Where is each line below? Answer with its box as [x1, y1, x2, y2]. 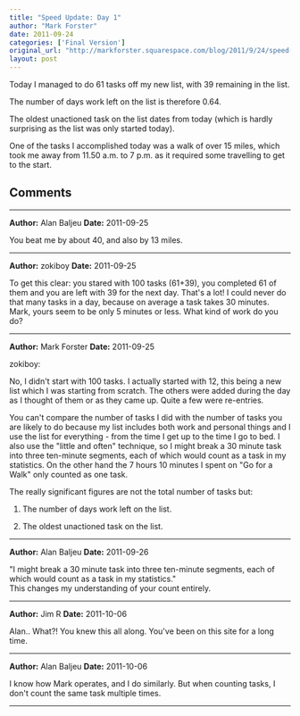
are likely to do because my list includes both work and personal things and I [9, 421, 291, 432]
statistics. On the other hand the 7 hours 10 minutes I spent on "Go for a [9, 459, 273, 470]
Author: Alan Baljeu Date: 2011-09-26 [9, 546, 149, 557]
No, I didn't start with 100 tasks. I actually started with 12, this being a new [9, 376, 282, 387]
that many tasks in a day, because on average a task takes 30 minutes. [9, 296, 270, 307]
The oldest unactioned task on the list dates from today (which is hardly [9, 113, 273, 124]
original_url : [9, 46, 62, 55]
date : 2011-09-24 [9, 29, 74, 38]
